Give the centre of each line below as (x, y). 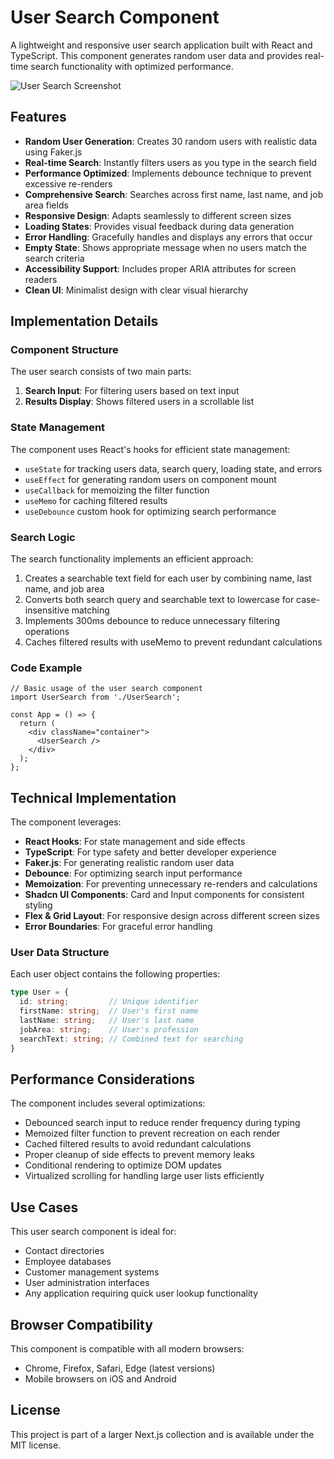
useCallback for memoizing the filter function (117, 490)
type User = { (40, 992)
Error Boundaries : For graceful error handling (118, 927)
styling (38, 905)
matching (90, 610)
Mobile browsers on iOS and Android (100, 1379)
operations (47, 632)
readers (41, 279)
